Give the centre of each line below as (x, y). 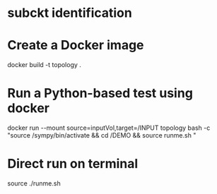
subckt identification (70, 13)
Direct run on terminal (73, 164)
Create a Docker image (76, 46)
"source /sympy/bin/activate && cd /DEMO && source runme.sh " (102, 135)
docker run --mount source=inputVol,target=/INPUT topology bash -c (109, 128)
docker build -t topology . (44, 65)
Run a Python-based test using (100, 93)
